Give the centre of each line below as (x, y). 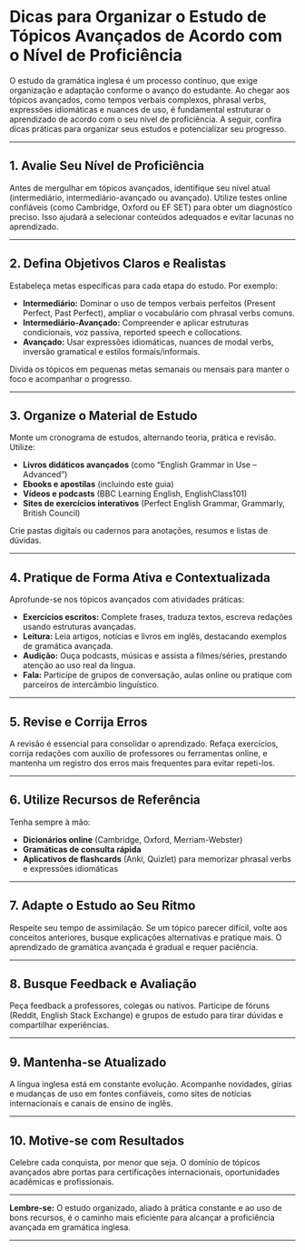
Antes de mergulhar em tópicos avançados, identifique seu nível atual (140, 187)
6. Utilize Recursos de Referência (105, 800)
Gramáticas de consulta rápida (82, 849)
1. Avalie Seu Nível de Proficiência (107, 166)
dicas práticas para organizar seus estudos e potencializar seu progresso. (148, 128)
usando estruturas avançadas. (79, 627)
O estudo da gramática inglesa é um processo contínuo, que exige (134, 80)
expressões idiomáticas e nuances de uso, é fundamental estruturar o (140, 109)
